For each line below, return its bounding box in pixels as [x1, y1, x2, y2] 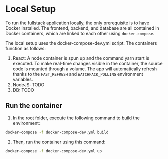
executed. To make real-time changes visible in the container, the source [12, 60, 163, 66]
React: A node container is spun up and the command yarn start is [12, 55, 149, 61]
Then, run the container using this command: [12, 139, 106, 145]
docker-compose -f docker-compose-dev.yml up [5, 148, 102, 153]
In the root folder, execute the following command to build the [12, 115, 140, 121]
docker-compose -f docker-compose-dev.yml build [5, 130, 109, 135]
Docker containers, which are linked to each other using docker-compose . [5, 30, 155, 36]
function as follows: [5, 45, 46, 51]
